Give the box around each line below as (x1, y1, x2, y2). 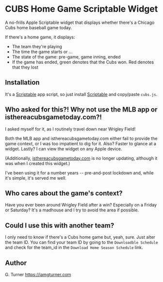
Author (5, 259, 27, 267)
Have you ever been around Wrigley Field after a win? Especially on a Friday (5, 202, 157, 208)
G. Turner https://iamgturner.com (5, 272, 71, 277)
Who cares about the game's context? (5, 189, 123, 197)
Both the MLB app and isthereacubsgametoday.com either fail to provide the (5, 135, 158, 141)
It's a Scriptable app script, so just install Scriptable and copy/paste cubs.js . (5, 91, 158, 97)
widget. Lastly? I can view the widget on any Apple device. (5, 146, 122, 151)
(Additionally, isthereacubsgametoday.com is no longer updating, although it (5, 155, 158, 161)
